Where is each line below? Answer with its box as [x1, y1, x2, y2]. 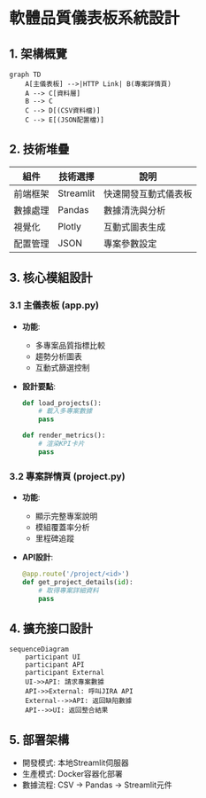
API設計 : [21, 552, 54, 563]
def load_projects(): [21, 398, 102, 408]
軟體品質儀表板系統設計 [9, 8, 180, 28]
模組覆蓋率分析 [34, 522, 90, 533]
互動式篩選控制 [34, 362, 90, 372]
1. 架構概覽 [9, 46, 68, 61]
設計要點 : [21, 380, 56, 391]
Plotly [57, 220, 81, 232]
